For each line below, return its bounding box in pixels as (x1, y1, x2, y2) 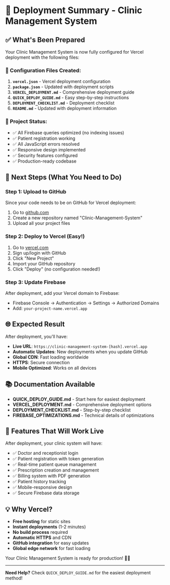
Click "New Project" (12, 255, 54, 261)
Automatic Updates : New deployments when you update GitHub (12, 348, 148, 355)
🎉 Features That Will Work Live (5, 426, 104, 435)
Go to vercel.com (12, 244, 49, 250)
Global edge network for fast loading (12, 545, 91, 552)
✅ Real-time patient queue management (12, 461, 97, 467)
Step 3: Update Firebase (5, 279, 66, 286)
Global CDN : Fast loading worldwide (12, 354, 89, 360)
